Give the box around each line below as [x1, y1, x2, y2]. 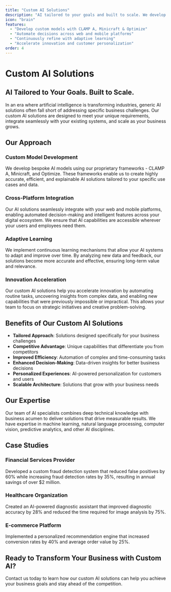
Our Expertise [5, 396, 51, 405]
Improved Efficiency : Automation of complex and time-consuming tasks [12, 354, 166, 360]
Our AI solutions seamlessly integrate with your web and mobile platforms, [5, 206, 162, 212]
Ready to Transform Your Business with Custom [5, 554, 161, 562]
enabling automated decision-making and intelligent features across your [5, 211, 160, 218]
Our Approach [5, 138, 52, 147]
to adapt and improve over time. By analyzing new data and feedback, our [5, 252, 161, 258]
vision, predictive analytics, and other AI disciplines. [5, 426, 115, 432]
